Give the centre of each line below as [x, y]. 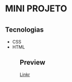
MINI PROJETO [36, 9]
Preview [32, 62]
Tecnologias [24, 30]
